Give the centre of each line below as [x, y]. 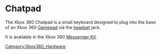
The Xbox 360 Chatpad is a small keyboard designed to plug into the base [80, 22]
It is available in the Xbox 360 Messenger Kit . [51, 37]
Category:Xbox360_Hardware [35, 46]
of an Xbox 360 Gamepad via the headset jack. [53, 27]
